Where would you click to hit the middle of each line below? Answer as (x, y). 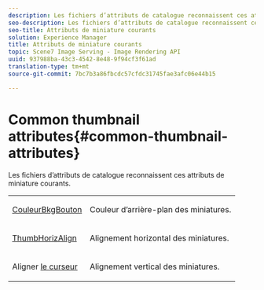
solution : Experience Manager (58, 37)
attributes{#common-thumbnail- (118, 136)
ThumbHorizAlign (44, 238)
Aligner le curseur (45, 266)
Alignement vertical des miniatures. (155, 266)
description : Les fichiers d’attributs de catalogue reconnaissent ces (128, 15)
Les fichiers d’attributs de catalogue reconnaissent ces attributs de (116, 174)
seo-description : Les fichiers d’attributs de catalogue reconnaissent (128, 23)
